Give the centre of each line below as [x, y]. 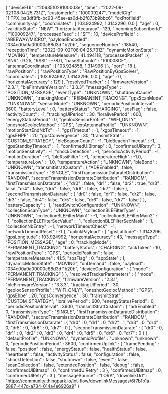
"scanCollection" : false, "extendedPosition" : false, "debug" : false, [75, 365]
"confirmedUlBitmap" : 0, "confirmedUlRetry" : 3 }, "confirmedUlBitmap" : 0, [84, 370]
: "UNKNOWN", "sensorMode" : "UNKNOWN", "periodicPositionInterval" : [81, 103]
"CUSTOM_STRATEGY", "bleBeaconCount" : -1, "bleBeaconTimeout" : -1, [80, 141]
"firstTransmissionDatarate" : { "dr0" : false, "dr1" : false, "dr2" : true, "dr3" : [83, 183]
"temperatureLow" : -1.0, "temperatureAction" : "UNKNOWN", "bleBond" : [81, 162]
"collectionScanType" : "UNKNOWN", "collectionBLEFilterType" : [72, 210]
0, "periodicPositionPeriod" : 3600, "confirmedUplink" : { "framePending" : [82, 343]
